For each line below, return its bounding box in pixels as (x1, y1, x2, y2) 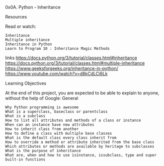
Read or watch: (5, 23, 36, 29)
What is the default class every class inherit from (5, 135, 117, 140)
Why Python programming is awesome (5, 105, 79, 110)
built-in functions (5, 157, 46, 162)
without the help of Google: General (5, 95, 79, 101)
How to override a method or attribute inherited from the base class (5, 140, 155, 145)
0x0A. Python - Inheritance (5, 4, 61, 10)
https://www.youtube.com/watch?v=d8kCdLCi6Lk (5, 71, 108, 77)
